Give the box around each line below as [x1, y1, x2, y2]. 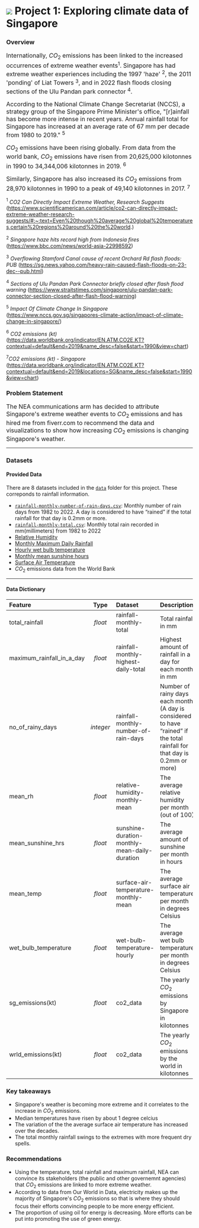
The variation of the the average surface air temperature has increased [14, 1121, 188, 1128]
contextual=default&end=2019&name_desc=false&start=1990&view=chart [6, 343, 187, 350]
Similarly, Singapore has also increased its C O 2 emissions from [6, 175, 182, 184]
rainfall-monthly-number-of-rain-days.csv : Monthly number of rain [14, 502, 182, 509]
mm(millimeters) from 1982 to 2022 [14, 527, 101, 534]
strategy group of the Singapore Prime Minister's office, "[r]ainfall [6, 107, 190, 115]
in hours [159, 857, 182, 865]
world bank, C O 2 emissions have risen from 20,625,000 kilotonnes [6, 152, 192, 162]
